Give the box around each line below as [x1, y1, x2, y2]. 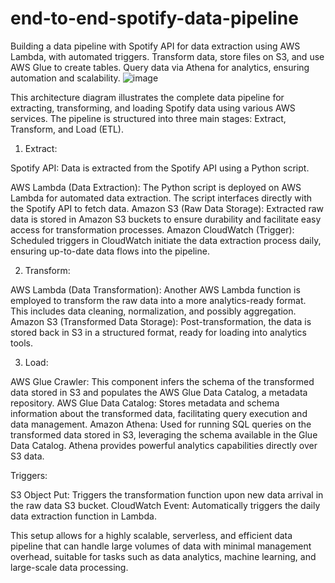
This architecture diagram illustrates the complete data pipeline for [10, 91, 285, 103]
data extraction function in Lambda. [10, 510, 157, 522]
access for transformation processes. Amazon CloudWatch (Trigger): [10, 223, 295, 236]
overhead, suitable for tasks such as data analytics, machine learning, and [10, 550, 317, 562]
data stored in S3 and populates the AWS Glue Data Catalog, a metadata [10, 386, 308, 398]
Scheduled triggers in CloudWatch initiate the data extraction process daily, [10, 234, 322, 246]
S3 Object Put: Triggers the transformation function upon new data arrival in [10, 488, 324, 501]
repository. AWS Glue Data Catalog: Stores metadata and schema [10, 397, 280, 409]
